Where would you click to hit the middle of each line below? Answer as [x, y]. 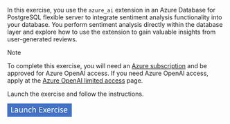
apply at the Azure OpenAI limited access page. [75, 81]
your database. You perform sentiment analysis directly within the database [115, 24]
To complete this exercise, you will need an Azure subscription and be [107, 66]
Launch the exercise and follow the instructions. [76, 94]
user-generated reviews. [42, 39]
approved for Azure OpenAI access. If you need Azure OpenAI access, [108, 73]
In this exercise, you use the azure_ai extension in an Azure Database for [112, 10]
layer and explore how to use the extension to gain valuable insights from [112, 32]
